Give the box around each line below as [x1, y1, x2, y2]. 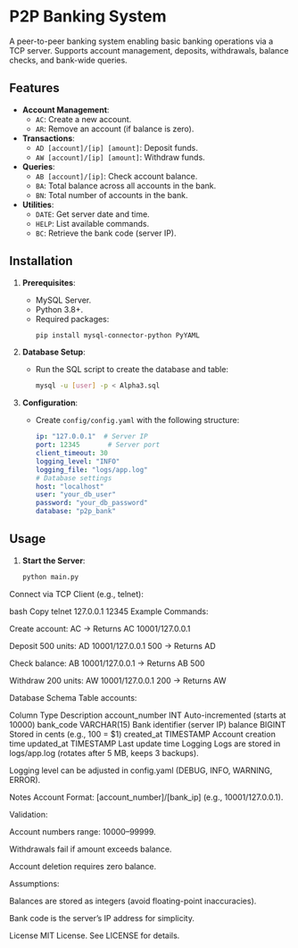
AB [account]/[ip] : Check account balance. [35, 170, 198, 181]
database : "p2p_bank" [35, 507, 116, 516]
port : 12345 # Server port [35, 440, 161, 450]
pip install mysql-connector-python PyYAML [35, 330, 201, 340]
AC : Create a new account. [35, 113, 132, 124]
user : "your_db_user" [35, 490, 116, 499]
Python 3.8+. [35, 304, 84, 314]
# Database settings [35, 473, 112, 483]
